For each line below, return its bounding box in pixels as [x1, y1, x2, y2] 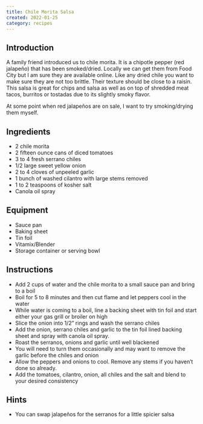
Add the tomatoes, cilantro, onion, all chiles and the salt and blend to [14, 371, 186, 378]
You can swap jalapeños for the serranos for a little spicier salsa [14, 411, 175, 418]
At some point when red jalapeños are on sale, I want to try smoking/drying [6, 102, 193, 110]
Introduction [6, 42, 54, 53]
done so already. [14, 364, 57, 371]
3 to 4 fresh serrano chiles [14, 156, 82, 162]
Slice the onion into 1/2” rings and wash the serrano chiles [14, 319, 160, 326]
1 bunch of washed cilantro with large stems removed [14, 175, 148, 182]
